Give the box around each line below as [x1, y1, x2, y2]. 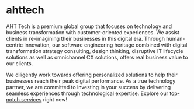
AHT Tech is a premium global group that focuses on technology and [6, 23, 172, 30]
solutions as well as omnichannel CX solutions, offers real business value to [6, 54, 188, 61]
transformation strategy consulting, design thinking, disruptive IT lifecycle [6, 47, 183, 54]
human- [166, 35, 185, 42]
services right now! [21, 96, 68, 103]
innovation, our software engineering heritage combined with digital [24, 41, 188, 48]
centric [6, 41, 23, 48]
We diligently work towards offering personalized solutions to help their [6, 71, 178, 78]
